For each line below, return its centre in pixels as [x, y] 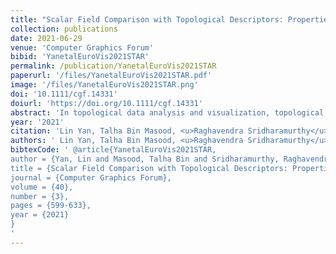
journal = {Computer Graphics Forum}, [91, 177]
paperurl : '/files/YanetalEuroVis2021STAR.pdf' [111, 76]
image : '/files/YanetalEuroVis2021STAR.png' [104, 85]
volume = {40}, [42, 187]
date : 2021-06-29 [46, 38]
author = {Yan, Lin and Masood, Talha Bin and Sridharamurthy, [145, 159]
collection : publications [64, 29]
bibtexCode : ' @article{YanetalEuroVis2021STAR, [113, 150]
